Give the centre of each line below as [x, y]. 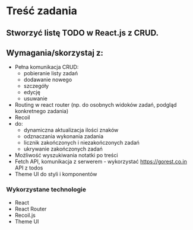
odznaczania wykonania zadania [64, 136]
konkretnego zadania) [42, 111]
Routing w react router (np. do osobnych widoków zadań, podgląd [96, 105]
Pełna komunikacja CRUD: [47, 67]
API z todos [29, 168]
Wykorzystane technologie [46, 190]
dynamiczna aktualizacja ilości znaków [71, 130]
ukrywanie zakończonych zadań [63, 149]
